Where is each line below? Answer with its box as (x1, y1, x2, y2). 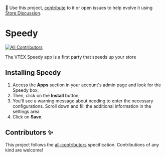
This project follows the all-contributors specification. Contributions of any (5, 141, 159, 147)
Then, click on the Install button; (12, 92, 80, 98)
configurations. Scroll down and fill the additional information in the (12, 103, 151, 109)
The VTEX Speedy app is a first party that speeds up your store (5, 54, 136, 60)
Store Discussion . (5, 10, 42, 16)
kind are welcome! (5, 147, 44, 153)
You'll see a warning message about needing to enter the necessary (12, 98, 153, 104)
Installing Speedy (5, 68, 61, 77)
